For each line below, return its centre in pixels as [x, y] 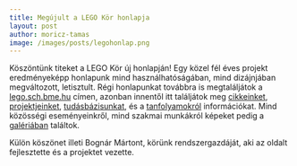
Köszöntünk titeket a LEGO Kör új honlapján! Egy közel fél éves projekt [139, 68]
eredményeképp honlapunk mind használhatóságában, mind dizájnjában [143, 78]
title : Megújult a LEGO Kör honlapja [80, 17]
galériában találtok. [45, 126]
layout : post [34, 26]
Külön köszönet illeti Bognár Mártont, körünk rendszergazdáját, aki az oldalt [148, 143]
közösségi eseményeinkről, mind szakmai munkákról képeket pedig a [137, 116]
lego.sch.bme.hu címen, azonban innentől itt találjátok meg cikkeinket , [139, 97]
